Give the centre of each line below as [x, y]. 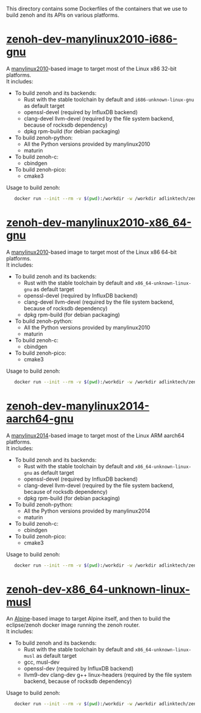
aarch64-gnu [40, 419]
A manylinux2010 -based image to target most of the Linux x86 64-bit [92, 252]
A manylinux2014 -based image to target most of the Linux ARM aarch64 [95, 435]
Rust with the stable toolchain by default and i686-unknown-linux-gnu [109, 99]
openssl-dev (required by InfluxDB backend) [79, 669]
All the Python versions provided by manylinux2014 [87, 511]
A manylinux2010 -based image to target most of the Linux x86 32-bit [92, 68]
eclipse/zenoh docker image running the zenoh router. [73, 625]
